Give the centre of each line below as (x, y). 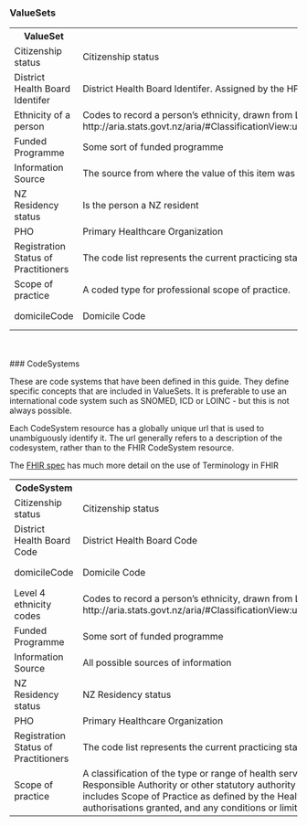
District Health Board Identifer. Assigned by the (183, 89)
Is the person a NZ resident (140, 206)
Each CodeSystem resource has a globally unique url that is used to (137, 429)
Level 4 (30, 593)
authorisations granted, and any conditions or (180, 808)
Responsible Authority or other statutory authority (189, 785)
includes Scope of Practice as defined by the (179, 797)
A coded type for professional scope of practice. (186, 290)
